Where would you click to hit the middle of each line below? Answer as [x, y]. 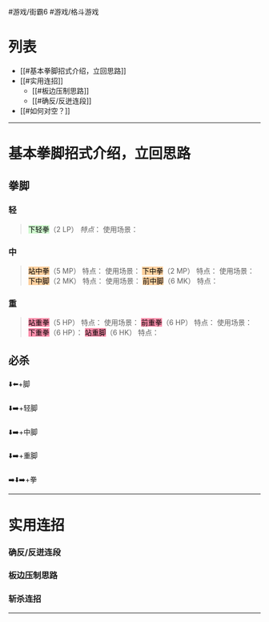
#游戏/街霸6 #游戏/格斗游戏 [54, 12]
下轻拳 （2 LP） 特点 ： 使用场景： [83, 229]
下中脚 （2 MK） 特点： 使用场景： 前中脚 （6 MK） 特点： [123, 281]
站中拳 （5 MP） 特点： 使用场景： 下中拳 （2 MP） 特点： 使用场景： [141, 271]
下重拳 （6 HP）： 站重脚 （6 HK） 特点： [94, 333]
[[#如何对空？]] [45, 110]
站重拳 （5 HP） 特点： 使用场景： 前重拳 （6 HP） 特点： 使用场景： [140, 323]
